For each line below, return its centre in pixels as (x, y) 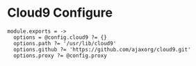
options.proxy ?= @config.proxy (60, 56)
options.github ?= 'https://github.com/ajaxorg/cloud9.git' (102, 49)
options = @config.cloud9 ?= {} (60, 37)
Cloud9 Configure (60, 13)
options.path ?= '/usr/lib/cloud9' (65, 43)
